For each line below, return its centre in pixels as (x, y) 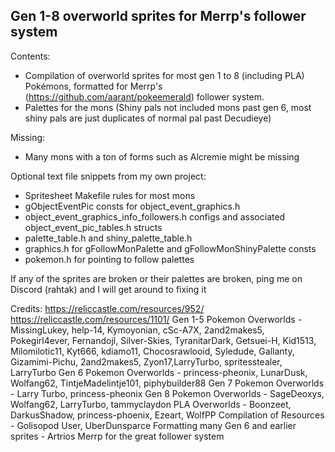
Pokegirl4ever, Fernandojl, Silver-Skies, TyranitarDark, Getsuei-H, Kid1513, (163, 340)
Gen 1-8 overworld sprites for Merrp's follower (158, 16)
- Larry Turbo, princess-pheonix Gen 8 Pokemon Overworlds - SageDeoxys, (167, 393)
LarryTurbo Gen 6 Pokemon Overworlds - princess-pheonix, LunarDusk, (159, 372)
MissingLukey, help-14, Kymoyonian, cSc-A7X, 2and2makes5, (137, 330)
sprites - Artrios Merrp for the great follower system (117, 436)
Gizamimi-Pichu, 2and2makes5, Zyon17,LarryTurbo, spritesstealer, (146, 361)
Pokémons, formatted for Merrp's (93, 86)
